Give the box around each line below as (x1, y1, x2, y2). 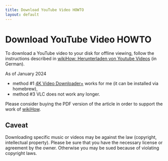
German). (5, 61, 25, 67)
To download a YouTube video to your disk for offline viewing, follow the (5, 50, 154, 56)
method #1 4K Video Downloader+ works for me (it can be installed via (12, 80, 159, 87)
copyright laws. (5, 150, 37, 156)
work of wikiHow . (5, 106, 41, 112)
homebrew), (12, 86, 38, 92)
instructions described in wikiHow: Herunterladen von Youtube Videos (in (5, 56, 157, 62)
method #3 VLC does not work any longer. (12, 91, 100, 97)
